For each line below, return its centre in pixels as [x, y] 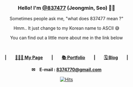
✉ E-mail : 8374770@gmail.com [66, 70]
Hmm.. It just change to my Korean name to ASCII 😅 [66, 28]
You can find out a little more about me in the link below [66, 38]
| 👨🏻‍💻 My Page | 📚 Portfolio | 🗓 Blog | [66, 58]
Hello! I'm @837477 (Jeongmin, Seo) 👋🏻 [66, 8]
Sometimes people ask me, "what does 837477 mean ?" [66, 19]
